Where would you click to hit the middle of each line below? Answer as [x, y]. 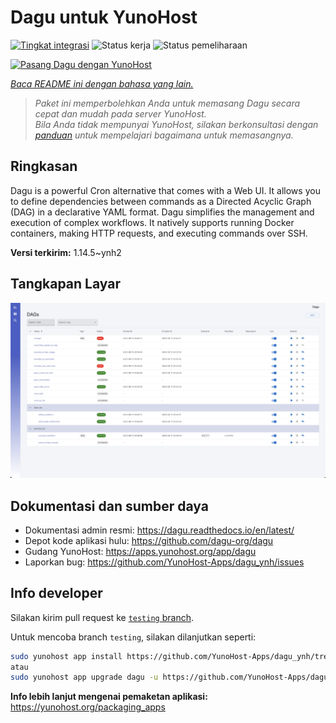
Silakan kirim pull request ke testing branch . [102, 617]
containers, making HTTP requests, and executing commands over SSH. [159, 233]
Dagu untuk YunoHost [104, 17]
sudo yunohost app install [66, 656]
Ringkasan [44, 166]
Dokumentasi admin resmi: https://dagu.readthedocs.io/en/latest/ [159, 530]
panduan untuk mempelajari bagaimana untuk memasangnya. [164, 135]
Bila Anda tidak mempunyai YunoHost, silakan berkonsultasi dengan [176, 124]
